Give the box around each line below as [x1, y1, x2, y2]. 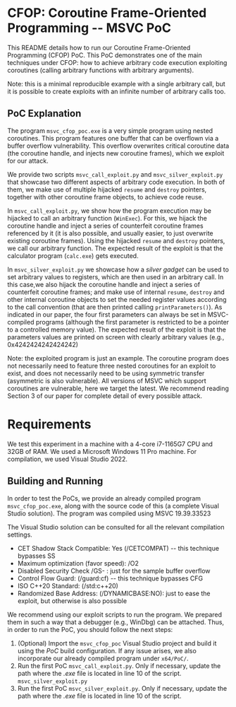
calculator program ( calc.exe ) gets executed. [7, 251, 139, 259]
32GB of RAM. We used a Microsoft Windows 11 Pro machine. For [7, 447, 197, 455]
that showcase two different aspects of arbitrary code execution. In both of [7, 177, 225, 186]
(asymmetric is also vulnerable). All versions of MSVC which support [7, 376, 206, 385]
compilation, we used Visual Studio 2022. [7, 455, 128, 463]
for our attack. [7, 156, 49, 165]
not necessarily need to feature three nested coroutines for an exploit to [7, 361, 216, 370]
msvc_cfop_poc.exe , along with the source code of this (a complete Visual [7, 501, 220, 510]
